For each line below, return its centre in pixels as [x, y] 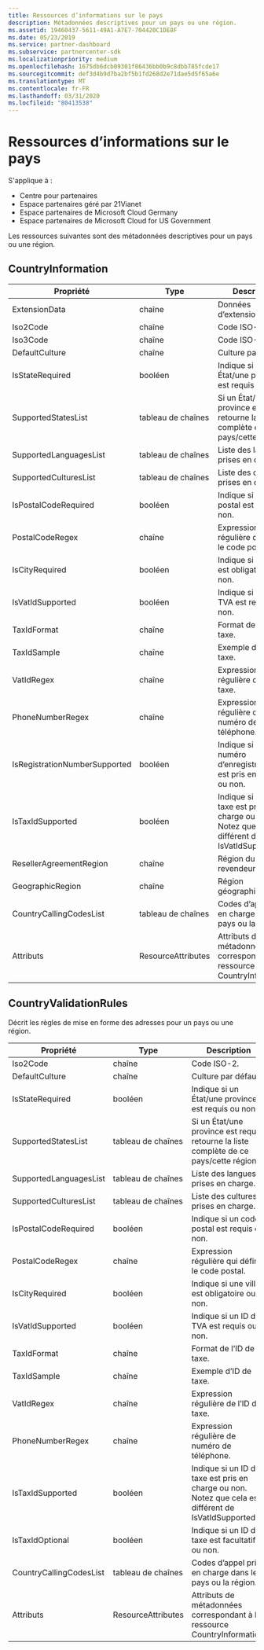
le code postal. [218, 1270]
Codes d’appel [218, 1563]
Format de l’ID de [223, 1348]
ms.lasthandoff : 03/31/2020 [54, 96]
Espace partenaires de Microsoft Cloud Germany [99, 212]
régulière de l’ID [220, 1403]
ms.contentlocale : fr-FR [49, 88]
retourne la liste [220, 1141]
